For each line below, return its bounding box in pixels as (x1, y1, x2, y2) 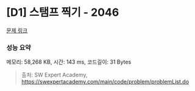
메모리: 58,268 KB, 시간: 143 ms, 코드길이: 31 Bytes (6, 58, 132, 66)
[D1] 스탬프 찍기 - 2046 (6, 5, 119, 19)
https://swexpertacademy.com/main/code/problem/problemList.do (21, 78, 190, 86)
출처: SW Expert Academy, (21, 71, 88, 79)
